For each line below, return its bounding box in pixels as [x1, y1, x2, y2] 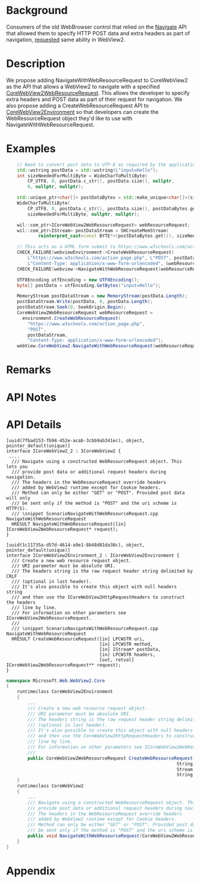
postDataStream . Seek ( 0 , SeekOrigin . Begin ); [17, 304, 127, 310]
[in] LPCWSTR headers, [99, 652, 156, 657]
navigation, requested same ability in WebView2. [6, 36, 126, 43]
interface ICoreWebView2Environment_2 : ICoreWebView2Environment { [6, 552, 180, 558]
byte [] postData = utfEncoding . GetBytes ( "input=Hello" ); [17, 282, 161, 288]
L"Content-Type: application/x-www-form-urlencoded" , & [27, 260, 169, 266]
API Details [6, 418, 61, 431]
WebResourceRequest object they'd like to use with [6, 115, 133, 122]
